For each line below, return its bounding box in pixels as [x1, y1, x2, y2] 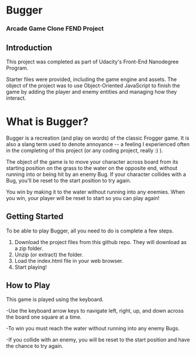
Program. [6, 64, 29, 71]
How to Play [6, 280, 51, 290]
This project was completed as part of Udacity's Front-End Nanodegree [6, 58, 179, 65]
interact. [6, 94, 26, 102]
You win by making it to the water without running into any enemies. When [6, 188, 185, 195]
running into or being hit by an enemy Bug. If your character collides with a [6, 171, 186, 178]
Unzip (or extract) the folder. [14, 251, 84, 258]
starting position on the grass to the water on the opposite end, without [6, 164, 178, 171]
